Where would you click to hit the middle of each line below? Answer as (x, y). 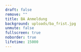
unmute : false (20, 28)
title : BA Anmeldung (26, 19)
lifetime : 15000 (22, 42)
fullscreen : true (23, 33)
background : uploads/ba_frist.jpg (41, 24)
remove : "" (16, 14)
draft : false (19, 10)
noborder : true (21, 38)
